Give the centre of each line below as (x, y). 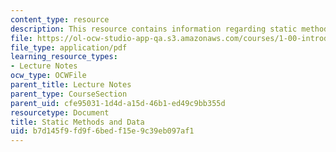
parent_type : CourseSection (69, 94)
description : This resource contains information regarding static (154, 29)
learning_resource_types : (64, 57)
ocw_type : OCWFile (48, 76)
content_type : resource (60, 19)
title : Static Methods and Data (77, 122)
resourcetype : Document (60, 112)
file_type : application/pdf (69, 47)
